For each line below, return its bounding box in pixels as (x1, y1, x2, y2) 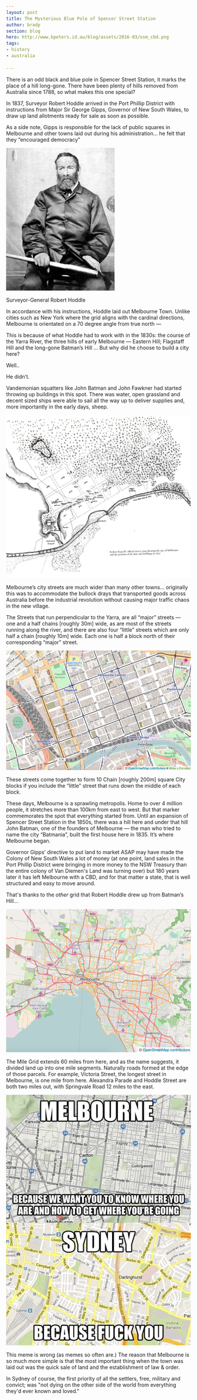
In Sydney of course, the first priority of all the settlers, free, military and (6, 1375, 181, 1382)
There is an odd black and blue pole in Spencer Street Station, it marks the (6, 76, 186, 83)
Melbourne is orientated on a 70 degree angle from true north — (6, 320, 161, 327)
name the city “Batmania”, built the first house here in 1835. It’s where (6, 831, 174, 838)
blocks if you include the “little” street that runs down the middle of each (6, 782, 181, 790)
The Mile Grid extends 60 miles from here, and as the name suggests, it (6, 1058, 179, 1065)
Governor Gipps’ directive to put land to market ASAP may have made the (6, 849, 184, 856)
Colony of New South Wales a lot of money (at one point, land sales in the (6, 855, 184, 862)
